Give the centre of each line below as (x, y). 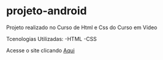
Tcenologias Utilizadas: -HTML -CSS (52, 39)
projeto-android (46, 11)
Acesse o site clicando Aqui (40, 50)
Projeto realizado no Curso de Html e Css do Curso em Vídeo (82, 27)
